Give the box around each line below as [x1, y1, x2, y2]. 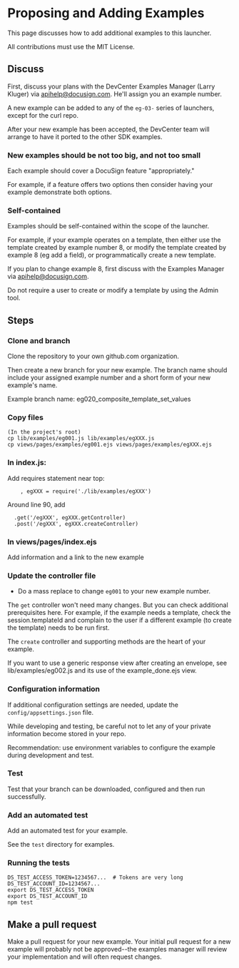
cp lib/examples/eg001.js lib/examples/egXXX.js [7, 435, 155, 442]
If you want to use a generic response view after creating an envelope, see [7, 658, 227, 668]
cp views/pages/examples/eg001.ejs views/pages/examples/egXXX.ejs [7, 441, 213, 449]
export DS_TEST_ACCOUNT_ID [7, 893, 88, 900]
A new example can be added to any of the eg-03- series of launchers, [7, 103, 215, 112]
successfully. [7, 792, 46, 800]
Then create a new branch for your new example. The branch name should [7, 366, 228, 375]
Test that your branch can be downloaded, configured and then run [7, 785, 205, 793]
